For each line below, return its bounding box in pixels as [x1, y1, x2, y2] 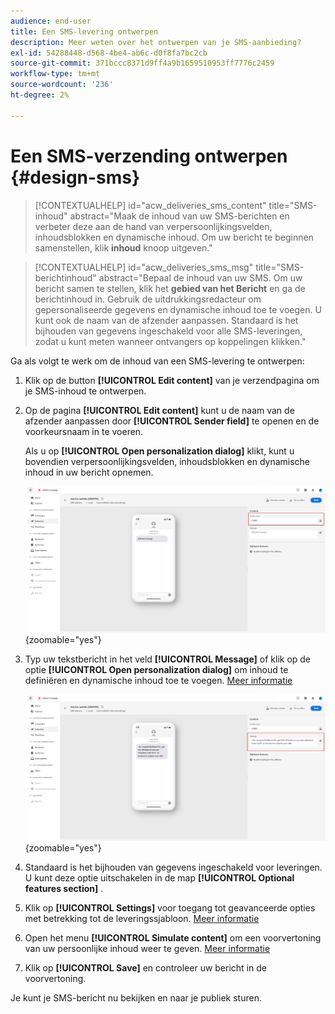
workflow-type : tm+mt [10, 69, 101, 79]
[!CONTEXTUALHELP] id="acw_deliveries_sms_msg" [34, 261, 254, 273]
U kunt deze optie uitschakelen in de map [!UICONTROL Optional [24, 871, 295, 884]
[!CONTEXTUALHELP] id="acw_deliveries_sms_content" [34, 199, 267, 211]
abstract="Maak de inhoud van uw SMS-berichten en [69, 210, 290, 222]
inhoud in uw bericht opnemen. [24, 466, 154, 478]
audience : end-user [10, 16, 92, 26]
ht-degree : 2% [10, 90, 70, 100]
